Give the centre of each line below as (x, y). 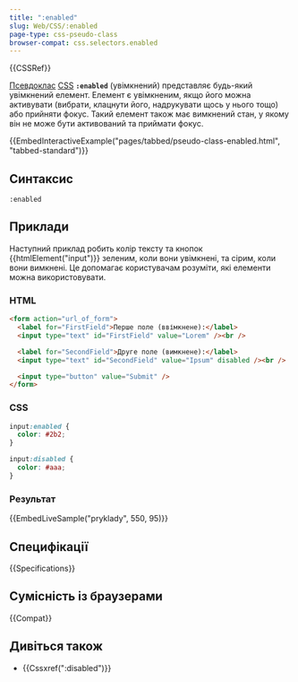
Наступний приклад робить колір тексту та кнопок (106, 249)
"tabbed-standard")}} (49, 151)
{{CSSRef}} (30, 68)
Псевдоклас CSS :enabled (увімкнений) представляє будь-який (131, 85)
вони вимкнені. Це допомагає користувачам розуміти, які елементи (140, 267)
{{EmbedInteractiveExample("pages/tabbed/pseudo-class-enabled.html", (145, 141)
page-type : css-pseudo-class (64, 34)
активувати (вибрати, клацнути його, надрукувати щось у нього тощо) (144, 105)
